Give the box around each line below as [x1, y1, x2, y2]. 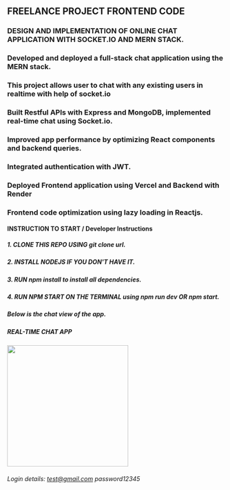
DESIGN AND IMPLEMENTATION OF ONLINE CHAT [7, 26, 178, 36]
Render [7, 189, 32, 199]
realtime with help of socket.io [7, 89, 112, 99]
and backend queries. [7, 144, 82, 153]
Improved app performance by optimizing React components [7, 135, 216, 144]
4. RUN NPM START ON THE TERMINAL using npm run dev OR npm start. [7, 293, 220, 301]
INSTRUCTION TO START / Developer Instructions [7, 224, 153, 233]
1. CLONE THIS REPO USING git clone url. [7, 240, 126, 248]
